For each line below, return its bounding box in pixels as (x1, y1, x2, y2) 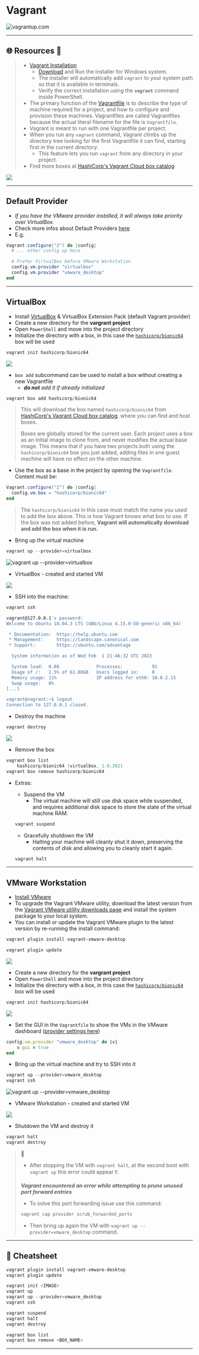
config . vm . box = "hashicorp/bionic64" (11, 490, 108, 496)
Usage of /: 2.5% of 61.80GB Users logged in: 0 (11, 669, 155, 675)
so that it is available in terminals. (38, 81, 120, 88)
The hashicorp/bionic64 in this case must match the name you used (20, 506, 187, 513)
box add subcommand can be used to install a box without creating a (14, 371, 182, 378)
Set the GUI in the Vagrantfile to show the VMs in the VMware (14, 1021, 168, 1028)
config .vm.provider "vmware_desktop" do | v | (6, 1038, 118, 1045)
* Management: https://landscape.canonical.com (8, 637, 139, 643)
